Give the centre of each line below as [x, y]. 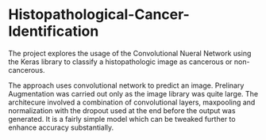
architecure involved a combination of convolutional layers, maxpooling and [132, 102]
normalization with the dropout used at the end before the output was [122, 110]
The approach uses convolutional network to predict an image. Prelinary [126, 85]
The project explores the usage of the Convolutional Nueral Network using [130, 53]
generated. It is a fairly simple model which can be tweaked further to [122, 119]
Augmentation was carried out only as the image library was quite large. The [133, 93]
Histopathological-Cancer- [99, 15]
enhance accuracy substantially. [61, 127]
